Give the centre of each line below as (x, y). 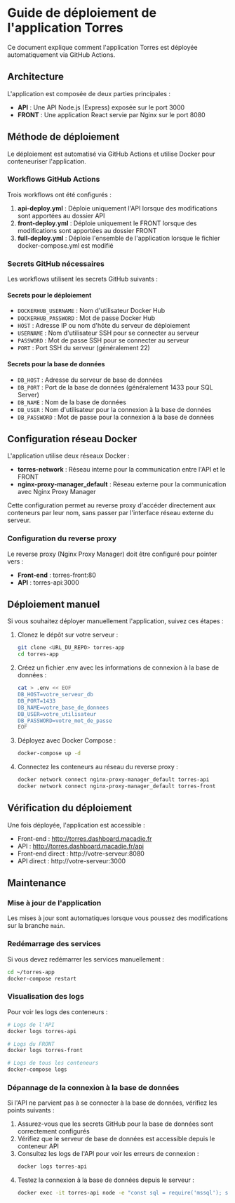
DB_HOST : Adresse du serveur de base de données (90, 380)
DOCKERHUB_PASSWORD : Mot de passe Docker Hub (86, 318)
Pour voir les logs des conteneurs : (58, 1011)
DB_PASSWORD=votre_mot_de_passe (65, 721)
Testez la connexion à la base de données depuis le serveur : (106, 1180)
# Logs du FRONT (31, 1044)
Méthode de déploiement (63, 137)
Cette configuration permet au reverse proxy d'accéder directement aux (112, 505)
